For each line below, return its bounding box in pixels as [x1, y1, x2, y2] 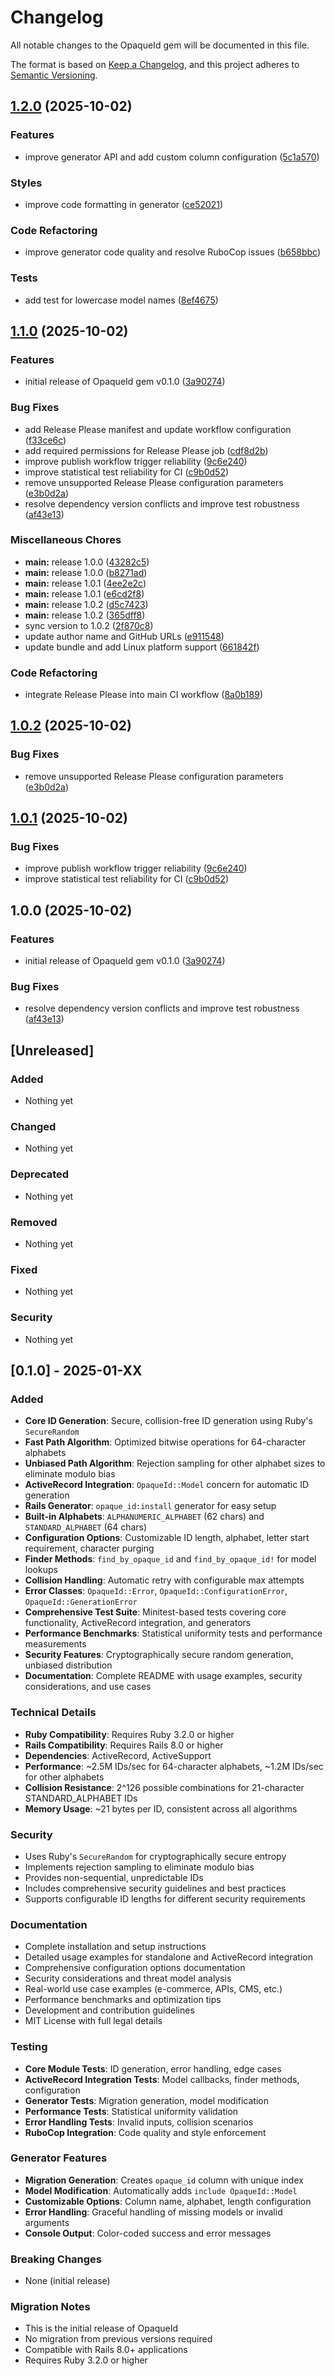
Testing [10, 2040, 48, 2054]
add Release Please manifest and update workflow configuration [24, 423, 292, 435]
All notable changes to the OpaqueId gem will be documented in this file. [10, 39, 310, 51]
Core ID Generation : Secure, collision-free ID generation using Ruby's [24, 1415, 313, 1427]
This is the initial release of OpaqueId [24, 2322, 179, 2335]
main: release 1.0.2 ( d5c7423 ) [24, 598, 149, 610]
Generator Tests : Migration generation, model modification [24, 2094, 270, 2106]
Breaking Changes [10, 2252, 103, 2266]
